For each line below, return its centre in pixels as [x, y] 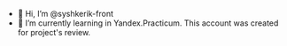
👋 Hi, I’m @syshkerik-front [65, 14]
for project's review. [54, 32]
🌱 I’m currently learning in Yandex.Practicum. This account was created [148, 23]
